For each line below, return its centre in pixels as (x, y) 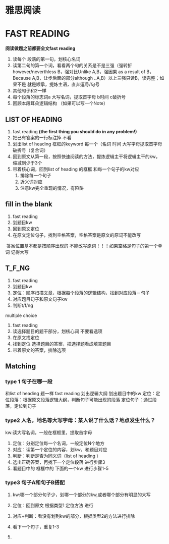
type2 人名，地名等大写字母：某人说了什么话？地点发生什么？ (80, 420)
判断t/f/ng (23, 305)
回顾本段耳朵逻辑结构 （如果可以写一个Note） (60, 103)
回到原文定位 (26, 229)
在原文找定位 (26, 337)
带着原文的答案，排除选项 (39, 350)
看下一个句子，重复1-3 (36, 527)
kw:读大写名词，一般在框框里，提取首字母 (49, 432)
